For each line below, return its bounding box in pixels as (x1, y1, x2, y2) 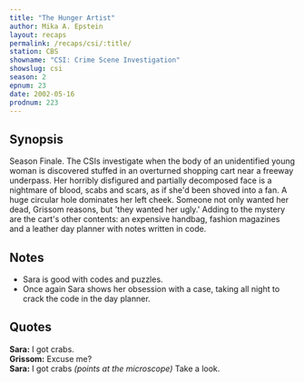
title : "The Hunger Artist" (9, 13, 116, 23)
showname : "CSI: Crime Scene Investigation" (9, 55, 181, 65)
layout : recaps (9, 30, 67, 39)
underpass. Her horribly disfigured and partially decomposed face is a (9, 175, 272, 186)
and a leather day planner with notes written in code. (9, 224, 207, 235)
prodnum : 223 (9, 97, 59, 107)
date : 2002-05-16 (9, 89, 75, 98)
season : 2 (9, 73, 47, 82)
